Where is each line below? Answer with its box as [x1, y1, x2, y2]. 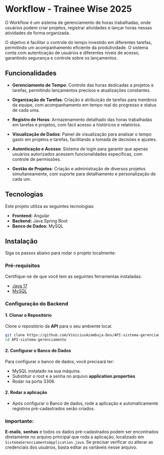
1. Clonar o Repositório [5, 312, 52, 318]
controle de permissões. [12, 156, 61, 162]
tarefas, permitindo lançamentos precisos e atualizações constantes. [12, 87, 151, 93]
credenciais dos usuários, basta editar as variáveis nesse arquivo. [5, 444, 138, 450]
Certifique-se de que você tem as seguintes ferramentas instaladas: [5, 273, 142, 279]
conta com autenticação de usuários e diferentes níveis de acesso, [5, 50, 140, 56]
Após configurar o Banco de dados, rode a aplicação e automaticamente [12, 400, 159, 406]
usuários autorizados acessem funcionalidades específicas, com [12, 151, 143, 157]
